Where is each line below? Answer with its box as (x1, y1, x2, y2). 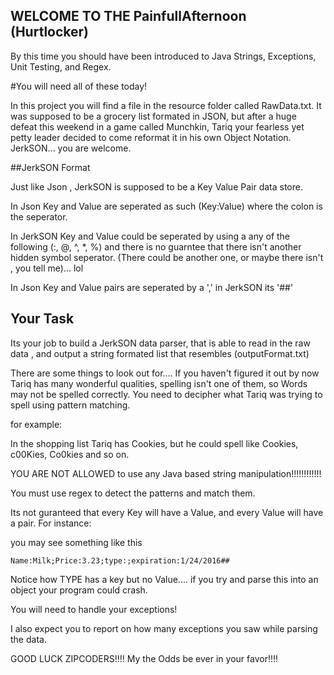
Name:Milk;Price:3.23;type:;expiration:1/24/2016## (10, 555, 230, 566)
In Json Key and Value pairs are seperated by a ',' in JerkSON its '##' (10, 281, 294, 293)
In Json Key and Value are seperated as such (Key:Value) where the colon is (10, 200, 323, 212)
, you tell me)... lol (10, 262, 84, 274)
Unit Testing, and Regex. (10, 60, 112, 73)
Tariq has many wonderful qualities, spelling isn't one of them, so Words (10, 377, 308, 389)
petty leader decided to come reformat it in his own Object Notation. (10, 131, 292, 143)
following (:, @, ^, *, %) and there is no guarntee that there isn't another (10, 240, 302, 253)
